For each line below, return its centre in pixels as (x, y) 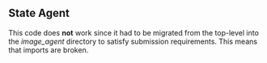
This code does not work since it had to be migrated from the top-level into (133, 32)
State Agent (39, 13)
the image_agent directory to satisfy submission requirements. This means (133, 41)
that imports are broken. (49, 50)
